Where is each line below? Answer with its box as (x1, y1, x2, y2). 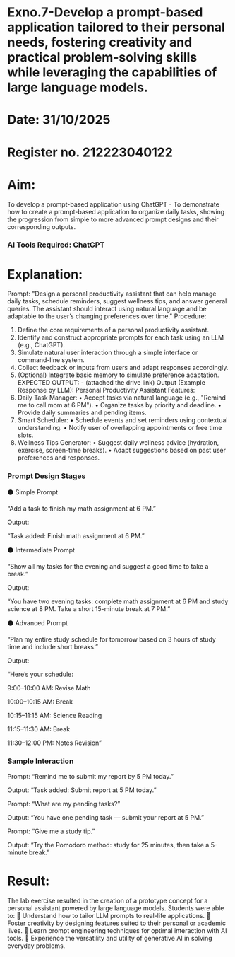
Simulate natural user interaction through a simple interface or (17, 348, 198, 357)
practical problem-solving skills (7, 50, 198, 66)
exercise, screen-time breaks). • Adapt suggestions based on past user (17, 446, 226, 455)
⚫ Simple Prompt (7, 487, 59, 496)
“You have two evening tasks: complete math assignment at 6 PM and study (7, 597, 229, 605)
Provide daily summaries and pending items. (17, 408, 147, 417)
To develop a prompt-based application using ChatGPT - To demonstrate (7, 199, 220, 209)
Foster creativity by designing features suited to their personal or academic (7, 919, 227, 927)
